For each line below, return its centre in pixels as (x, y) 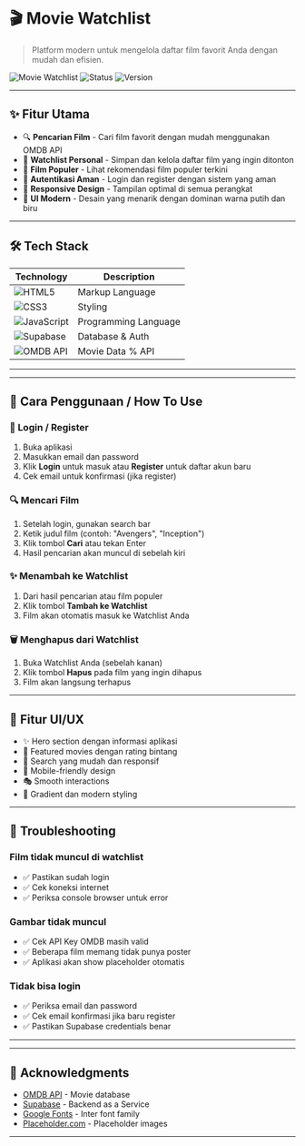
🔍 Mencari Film (44, 501)
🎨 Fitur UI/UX (47, 720)
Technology (41, 277)
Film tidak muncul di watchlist (76, 857)
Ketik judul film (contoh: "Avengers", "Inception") (113, 533)
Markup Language (117, 291)
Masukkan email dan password (80, 457)
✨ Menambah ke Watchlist (69, 576)
